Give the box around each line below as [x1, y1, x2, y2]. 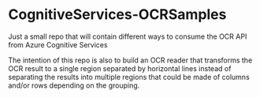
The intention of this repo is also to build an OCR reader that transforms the [8, 55, 253, 65]
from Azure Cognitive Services [8, 40, 108, 49]
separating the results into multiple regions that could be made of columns [8, 72, 250, 81]
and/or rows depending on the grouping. [8, 81, 140, 90]
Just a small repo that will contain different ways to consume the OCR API [8, 32, 247, 41]
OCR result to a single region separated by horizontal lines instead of [8, 63, 232, 73]
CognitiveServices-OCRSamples [8, 6, 227, 24]
